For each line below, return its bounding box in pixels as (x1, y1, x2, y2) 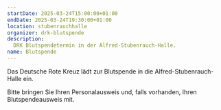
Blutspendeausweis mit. (7, 95, 75, 103)
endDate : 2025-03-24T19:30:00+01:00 (7, 16, 112, 23)
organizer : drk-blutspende (7, 29, 84, 36)
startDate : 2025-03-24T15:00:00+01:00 (7, 10, 118, 17)
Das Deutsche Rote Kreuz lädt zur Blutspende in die (7, 67, 154, 76)
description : (7, 36, 45, 43)
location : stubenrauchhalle (7, 23, 88, 30)
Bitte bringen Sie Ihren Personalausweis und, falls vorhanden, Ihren (7, 87, 197, 96)
